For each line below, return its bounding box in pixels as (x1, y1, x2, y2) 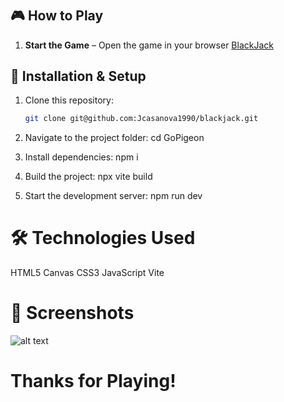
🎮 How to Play (10, 7, 104, 25)
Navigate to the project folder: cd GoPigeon (24, 132, 205, 144)
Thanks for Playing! (10, 370, 177, 393)
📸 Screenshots (10, 302, 135, 325)
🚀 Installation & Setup (10, 68, 147, 85)
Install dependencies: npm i (24, 151, 139, 163)
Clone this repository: (24, 94, 114, 106)
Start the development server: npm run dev (24, 190, 203, 202)
